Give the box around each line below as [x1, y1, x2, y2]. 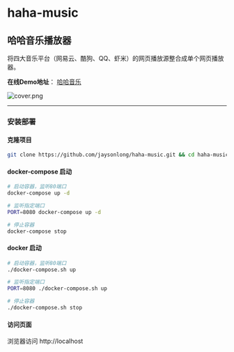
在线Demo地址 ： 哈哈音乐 [7, 78, 81, 86]
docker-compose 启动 [7, 167, 72, 176]
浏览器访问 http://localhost [7, 337, 84, 346]
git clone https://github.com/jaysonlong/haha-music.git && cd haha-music [7, 151, 229, 158]
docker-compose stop [7, 228, 68, 235]
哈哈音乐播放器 [7, 34, 72, 46]
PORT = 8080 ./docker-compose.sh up [7, 285, 108, 292]
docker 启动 [7, 244, 42, 252]
